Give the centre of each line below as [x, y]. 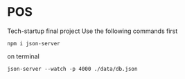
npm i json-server [34, 43]
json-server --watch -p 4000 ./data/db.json [72, 69]
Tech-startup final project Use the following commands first [92, 31]
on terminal [23, 56]
